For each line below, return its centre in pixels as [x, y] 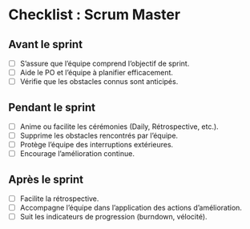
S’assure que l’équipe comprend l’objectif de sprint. [105, 63]
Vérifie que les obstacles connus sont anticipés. [99, 82]
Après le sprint [46, 179]
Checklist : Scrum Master [95, 15]
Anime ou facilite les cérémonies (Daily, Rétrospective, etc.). [119, 127]
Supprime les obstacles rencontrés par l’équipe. [99, 136]
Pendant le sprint [52, 107]
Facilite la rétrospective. [59, 199]
